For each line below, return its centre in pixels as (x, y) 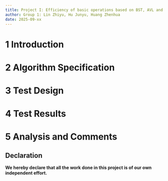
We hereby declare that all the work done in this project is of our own (78, 168)
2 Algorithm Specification (60, 67)
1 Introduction (35, 44)
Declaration (24, 155)
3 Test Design (34, 90)
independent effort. (26, 173)
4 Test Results (36, 114)
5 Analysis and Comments (61, 137)
